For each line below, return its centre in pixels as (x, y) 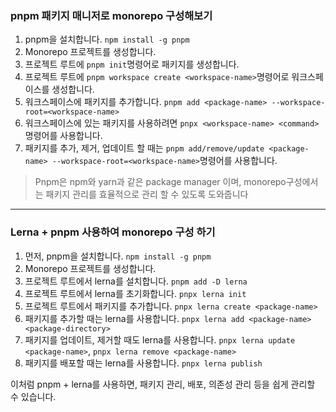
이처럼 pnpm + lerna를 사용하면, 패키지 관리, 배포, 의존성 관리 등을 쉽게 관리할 (163, 384)
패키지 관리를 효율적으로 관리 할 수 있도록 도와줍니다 (147, 194)
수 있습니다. (33, 396)
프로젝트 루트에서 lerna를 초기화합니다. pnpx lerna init (135, 293)
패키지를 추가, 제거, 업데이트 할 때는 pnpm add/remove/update (144, 148)
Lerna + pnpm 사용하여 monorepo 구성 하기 (113, 232)
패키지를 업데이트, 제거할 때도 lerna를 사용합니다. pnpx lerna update (160, 339)
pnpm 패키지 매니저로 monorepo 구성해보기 (111, 15)
